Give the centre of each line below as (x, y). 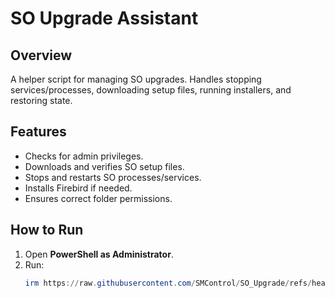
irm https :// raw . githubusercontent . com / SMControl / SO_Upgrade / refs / (168, 283)
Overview (41, 55)
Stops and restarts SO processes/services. (113, 177)
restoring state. (41, 100)
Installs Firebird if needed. (78, 188)
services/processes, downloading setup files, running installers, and (151, 90)
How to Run (47, 230)
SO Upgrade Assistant (104, 18)
